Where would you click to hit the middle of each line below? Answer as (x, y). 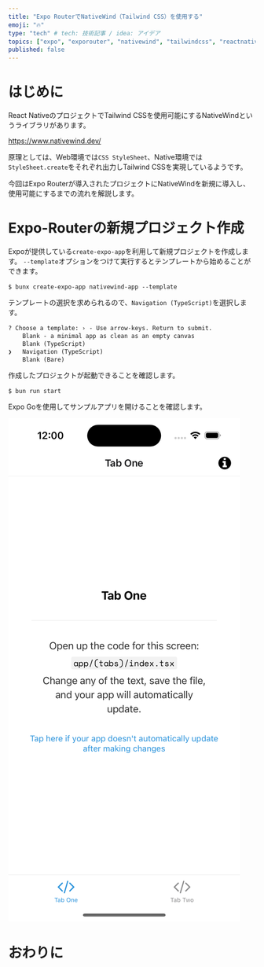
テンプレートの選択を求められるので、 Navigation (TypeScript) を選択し (124, 302)
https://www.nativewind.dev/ (55, 141)
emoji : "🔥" (26, 25)
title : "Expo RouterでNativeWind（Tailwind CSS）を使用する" (105, 17)
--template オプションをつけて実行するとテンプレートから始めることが (137, 261)
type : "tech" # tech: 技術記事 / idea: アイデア (84, 33)
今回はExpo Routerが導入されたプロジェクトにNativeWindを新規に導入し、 (129, 184)
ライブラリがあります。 (52, 125)
